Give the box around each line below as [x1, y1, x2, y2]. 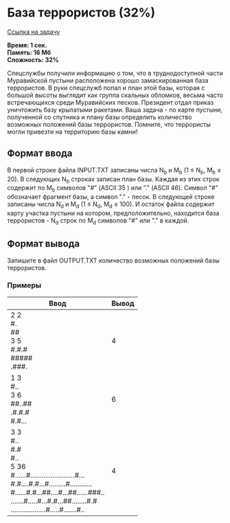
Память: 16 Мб [7, 48, 51, 57]
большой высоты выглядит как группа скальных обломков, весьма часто [7, 91, 224, 99]
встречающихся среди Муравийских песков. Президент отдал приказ [7, 98, 214, 106]
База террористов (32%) [7, 5, 156, 21]
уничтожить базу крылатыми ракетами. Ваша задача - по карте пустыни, [7, 105, 223, 114]
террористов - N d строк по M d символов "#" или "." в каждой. [7, 216, 189, 226]
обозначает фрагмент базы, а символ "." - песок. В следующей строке [7, 193, 215, 201]
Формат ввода [7, 147, 73, 159]
